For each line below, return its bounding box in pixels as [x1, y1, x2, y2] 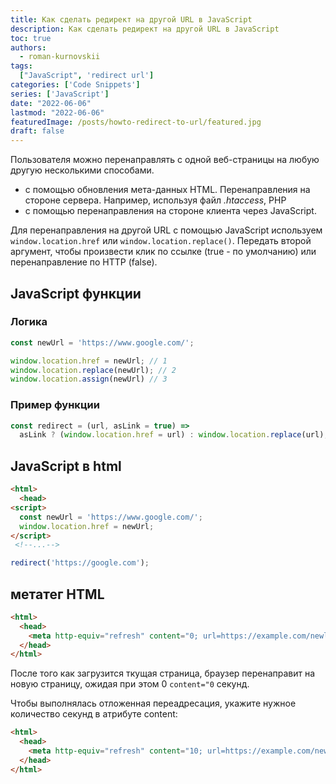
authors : [10, 42, 47, 53]
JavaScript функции [10, 285, 142, 302]
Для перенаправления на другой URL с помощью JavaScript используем [10, 224, 323, 236]
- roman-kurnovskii [19, 52, 101, 62]
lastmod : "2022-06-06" [10, 107, 105, 118]
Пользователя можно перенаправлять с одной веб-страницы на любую [10, 154, 320, 166]
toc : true [10, 33, 52, 43]
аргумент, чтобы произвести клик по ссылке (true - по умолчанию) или [10, 246, 317, 258]
